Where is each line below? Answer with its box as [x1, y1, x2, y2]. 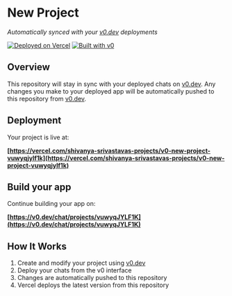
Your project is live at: [7, 133, 69, 141]
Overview [7, 61, 51, 73]
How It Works [7, 241, 67, 252]
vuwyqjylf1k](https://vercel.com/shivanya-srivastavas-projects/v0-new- [7, 154, 225, 162]
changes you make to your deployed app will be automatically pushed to [7, 87, 215, 95]
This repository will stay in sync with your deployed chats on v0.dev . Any [7, 80, 216, 88]
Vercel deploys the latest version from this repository [17, 281, 169, 289]
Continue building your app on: [7, 200, 96, 208]
